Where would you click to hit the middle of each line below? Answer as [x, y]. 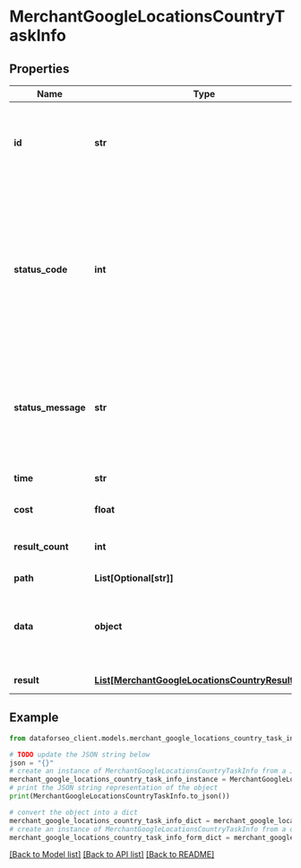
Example [34, 718]
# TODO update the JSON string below [80, 754]
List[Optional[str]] [134, 578]
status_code [41, 269]
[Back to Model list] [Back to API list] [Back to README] [112, 855]
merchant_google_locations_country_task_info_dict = [110, 820]
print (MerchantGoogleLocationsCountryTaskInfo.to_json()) [120, 796]
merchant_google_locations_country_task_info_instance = [118, 780]
